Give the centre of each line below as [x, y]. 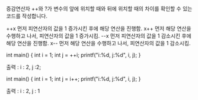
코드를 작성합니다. [27, 16]
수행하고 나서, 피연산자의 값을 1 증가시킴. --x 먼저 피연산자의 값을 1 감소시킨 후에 [99, 36]
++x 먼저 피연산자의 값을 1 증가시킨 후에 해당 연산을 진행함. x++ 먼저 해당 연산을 [99, 29]
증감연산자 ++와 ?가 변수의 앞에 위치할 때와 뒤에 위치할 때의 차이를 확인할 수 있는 [99, 9]
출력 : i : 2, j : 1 [23, 91]
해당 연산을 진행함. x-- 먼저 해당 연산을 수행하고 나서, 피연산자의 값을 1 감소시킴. [98, 43]
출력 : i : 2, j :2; [24, 67]
